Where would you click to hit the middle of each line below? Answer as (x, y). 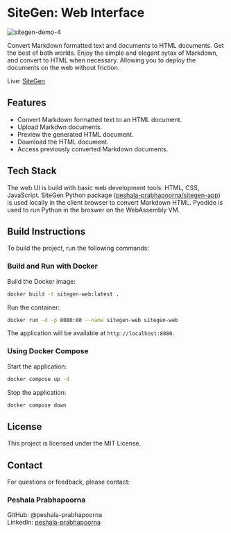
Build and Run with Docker (53, 266)
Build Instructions (46, 231)
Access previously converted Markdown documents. (93, 149)
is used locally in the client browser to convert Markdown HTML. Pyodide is (115, 202)
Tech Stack (32, 171)
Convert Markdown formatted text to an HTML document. (100, 119)
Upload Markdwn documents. (60, 127)
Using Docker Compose (48, 351)
